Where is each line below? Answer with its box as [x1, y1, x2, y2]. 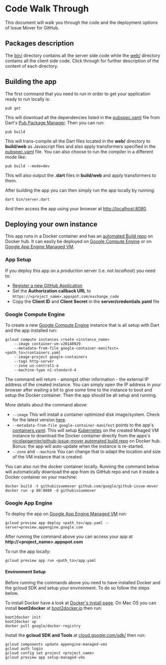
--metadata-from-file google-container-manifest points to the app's [12, 422, 154, 428]
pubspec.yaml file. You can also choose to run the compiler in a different [5, 148, 154, 154]
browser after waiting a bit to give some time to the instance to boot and [5, 387, 153, 393]
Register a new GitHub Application [12, 282, 83, 288]
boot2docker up [5, 619, 37, 624]
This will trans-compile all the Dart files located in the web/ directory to [5, 138, 151, 144]
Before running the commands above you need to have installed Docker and [5, 580, 161, 586]
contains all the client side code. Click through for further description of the [5, 58, 160, 64]
